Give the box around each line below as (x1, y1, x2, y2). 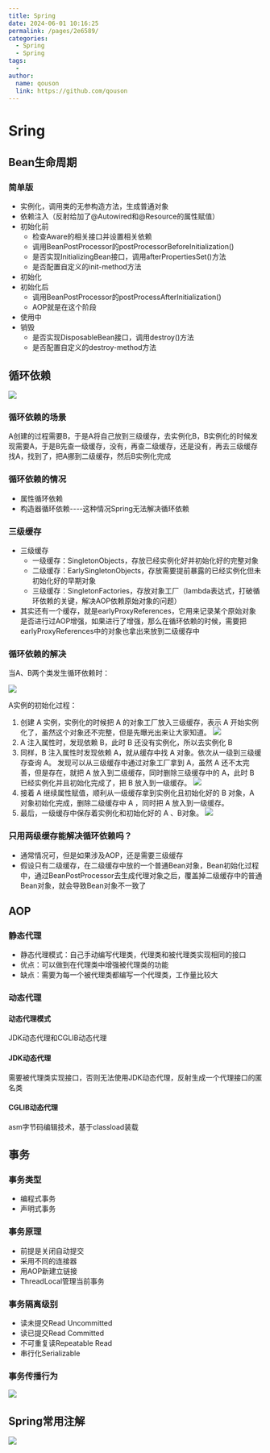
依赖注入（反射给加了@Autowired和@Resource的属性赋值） (19, 211, 220, 222)
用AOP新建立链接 (19, 1266, 78, 1276)
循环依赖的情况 (8, 473, 67, 485)
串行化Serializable (19, 1348, 81, 1359)
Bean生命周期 (8, 155, 77, 169)
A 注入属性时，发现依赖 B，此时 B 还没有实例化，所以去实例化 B (19, 738, 233, 747)
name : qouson (15, 79, 60, 87)
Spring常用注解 (8, 1414, 85, 1428)
